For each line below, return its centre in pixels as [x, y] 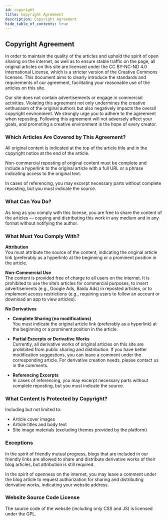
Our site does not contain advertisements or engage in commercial [74, 97]
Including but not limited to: [33, 409]
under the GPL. [21, 513]
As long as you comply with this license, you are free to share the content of [84, 212]
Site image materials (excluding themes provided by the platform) [80, 430]
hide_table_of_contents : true [37, 24]
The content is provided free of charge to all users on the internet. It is [77, 277]
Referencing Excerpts [35, 375]
